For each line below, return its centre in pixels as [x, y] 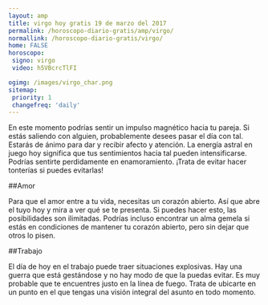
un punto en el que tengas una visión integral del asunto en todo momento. [132, 292]
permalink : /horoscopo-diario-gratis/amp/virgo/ [91, 31]
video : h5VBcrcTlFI [45, 68]
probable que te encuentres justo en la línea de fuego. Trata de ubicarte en [132, 284]
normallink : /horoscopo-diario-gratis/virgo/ [85, 38]
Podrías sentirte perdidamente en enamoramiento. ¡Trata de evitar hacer [128, 162]
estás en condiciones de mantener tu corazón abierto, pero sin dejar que [129, 227]
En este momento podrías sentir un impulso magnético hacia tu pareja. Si [129, 128]
